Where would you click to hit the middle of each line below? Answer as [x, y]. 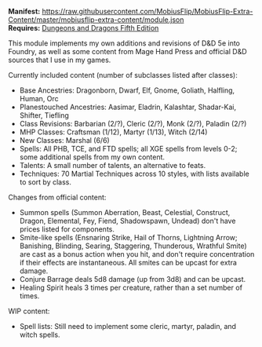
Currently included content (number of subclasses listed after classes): [123, 75]
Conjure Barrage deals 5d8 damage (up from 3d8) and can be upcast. [132, 279]
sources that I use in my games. [60, 60]
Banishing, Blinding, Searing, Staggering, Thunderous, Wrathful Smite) [133, 246]
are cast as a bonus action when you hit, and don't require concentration [137, 254]
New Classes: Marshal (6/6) [64, 140]
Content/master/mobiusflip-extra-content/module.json [96, 20]
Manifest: [24, 11]
